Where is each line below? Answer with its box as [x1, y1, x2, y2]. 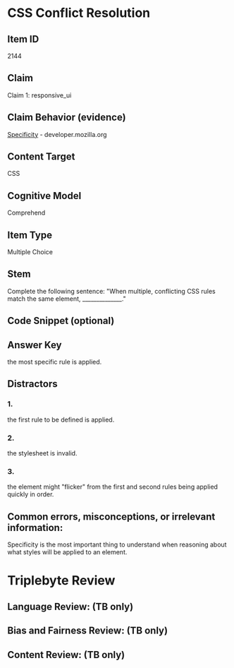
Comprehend [7, 208, 46, 217]
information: [7, 521, 63, 534]
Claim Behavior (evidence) [7, 112, 126, 124]
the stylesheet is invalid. [7, 449, 78, 458]
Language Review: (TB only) [7, 600, 134, 612]
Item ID [7, 33, 39, 45]
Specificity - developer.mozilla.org [7, 130, 107, 138]
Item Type [7, 229, 53, 241]
